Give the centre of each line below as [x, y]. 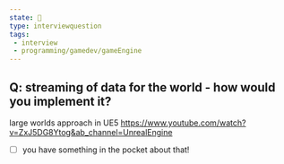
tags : [19, 34]
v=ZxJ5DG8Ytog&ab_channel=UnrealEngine [91, 132]
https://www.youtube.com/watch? [183, 123]
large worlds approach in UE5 [64, 123]
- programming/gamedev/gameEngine [77, 51]
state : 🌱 [26, 17]
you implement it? [60, 101]
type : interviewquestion [56, 26]
